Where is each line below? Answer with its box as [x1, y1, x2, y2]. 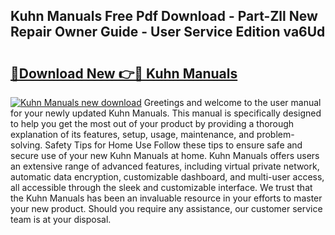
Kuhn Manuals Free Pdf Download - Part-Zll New [10, 8, 318, 25]
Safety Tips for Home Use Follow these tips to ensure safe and [44, 139, 303, 151]
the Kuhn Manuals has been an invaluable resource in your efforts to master [10, 192, 323, 204]
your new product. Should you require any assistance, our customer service [10, 203, 323, 214]
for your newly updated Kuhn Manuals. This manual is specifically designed [10, 107, 322, 119]
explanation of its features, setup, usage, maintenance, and [10, 129, 255, 140]
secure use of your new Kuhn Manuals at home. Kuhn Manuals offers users [10, 150, 320, 161]
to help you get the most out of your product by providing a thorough [10, 118, 295, 129]
